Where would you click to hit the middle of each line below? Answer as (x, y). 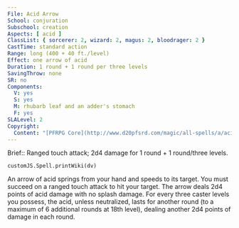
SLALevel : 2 (25, 119)
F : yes (23, 113)
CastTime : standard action (47, 47)
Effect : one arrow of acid (47, 60)
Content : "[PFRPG (39, 133)
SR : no (17, 80)
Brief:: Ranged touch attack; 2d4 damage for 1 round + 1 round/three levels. (118, 153)
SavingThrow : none (34, 73)
